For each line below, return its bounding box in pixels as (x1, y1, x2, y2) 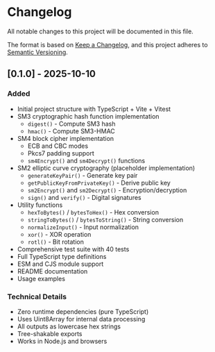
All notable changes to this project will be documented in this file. (7, 27, 194, 35)
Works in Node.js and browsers (17, 337, 108, 345)
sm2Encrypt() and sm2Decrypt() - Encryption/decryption (27, 185, 187, 194)
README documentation (17, 267, 88, 275)
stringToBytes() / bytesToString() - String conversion (27, 215, 184, 224)
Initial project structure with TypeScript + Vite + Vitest (17, 105, 171, 113)
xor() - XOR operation (27, 230, 92, 238)
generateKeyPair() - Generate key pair (27, 171, 138, 179)
